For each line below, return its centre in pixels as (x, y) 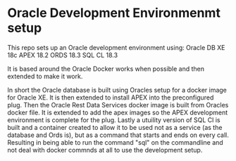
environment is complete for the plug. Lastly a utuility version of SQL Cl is (114, 120)
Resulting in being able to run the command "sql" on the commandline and (115, 142)
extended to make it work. (45, 76)
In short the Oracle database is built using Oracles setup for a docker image (117, 90)
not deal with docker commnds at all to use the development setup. (105, 150)
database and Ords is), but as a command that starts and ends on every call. (118, 135)
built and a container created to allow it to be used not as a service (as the (115, 127)
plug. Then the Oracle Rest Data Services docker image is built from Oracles (118, 105)
